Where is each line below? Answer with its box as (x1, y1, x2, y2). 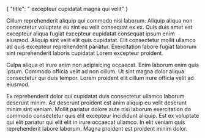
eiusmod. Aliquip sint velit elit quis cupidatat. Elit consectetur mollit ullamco (6, 37, 196, 43)
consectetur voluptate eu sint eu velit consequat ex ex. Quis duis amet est (6, 24, 193, 31)
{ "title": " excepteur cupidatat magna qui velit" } (6, 5, 129, 12)
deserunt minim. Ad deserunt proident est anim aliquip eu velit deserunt (6, 99, 187, 106)
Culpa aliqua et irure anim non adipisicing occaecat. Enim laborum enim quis (6, 61, 199, 68)
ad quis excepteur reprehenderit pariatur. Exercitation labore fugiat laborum (6, 43, 197, 50)
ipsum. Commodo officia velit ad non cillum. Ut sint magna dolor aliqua (6, 68, 185, 75)
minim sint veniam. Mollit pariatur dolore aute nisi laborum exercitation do (6, 106, 192, 112)
